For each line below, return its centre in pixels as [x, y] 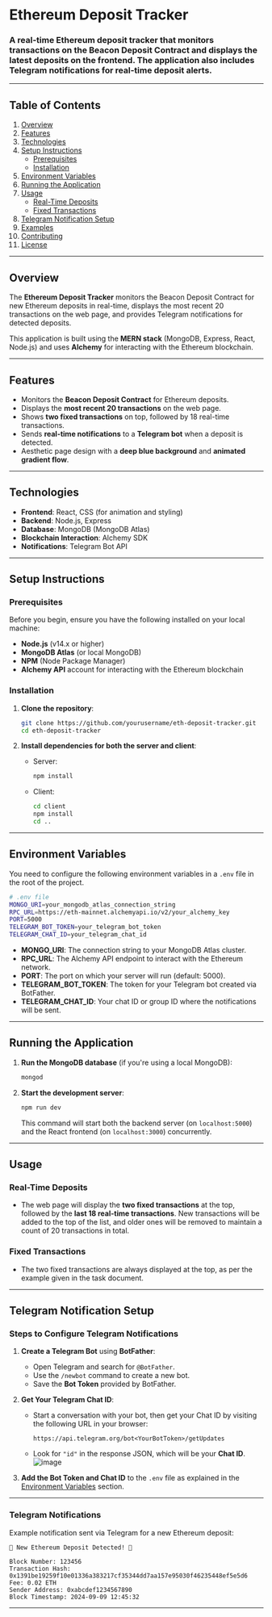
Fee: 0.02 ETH [33, 1583]
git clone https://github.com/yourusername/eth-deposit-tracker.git [138, 723]
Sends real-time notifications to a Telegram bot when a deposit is [132, 434]
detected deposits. [40, 323]
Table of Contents [55, 105]
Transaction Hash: [40, 1569]
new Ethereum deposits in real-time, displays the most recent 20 [117, 306]
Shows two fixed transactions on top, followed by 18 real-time [125, 417]
